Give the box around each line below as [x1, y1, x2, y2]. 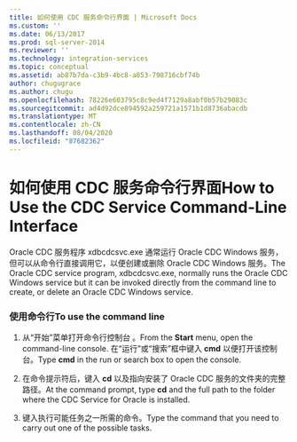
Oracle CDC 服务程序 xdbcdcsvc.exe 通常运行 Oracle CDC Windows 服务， [9, 246, 284, 257]
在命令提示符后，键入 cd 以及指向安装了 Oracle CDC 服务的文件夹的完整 [21, 373, 286, 383]
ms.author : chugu [9, 87, 74, 96]
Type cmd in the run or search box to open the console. [37, 354, 242, 365]
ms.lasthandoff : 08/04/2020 [9, 129, 113, 138]
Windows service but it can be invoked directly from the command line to [9, 277, 277, 288]
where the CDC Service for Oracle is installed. [21, 394, 191, 405]
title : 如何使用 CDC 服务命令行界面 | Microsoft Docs [9, 12, 198, 22]
